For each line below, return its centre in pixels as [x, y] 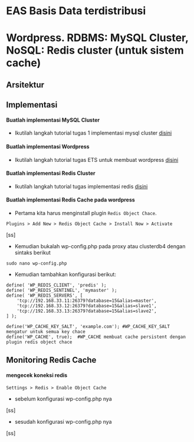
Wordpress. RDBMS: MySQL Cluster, [97, 38]
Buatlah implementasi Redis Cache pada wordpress [71, 200]
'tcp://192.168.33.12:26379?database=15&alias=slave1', [87, 305]
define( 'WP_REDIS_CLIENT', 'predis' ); [57, 285]
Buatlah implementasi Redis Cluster [51, 173]
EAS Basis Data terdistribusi [76, 11]
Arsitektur [25, 85]
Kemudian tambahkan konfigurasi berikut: [65, 274]
